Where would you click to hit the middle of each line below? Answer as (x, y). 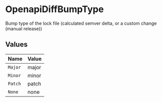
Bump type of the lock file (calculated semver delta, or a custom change (81, 23)
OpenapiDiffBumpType (55, 9)
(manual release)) (24, 28)
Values (17, 45)
